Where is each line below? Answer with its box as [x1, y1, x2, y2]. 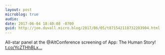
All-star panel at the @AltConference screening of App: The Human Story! [5, 39, 156, 45]
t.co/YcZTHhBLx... [5, 45, 42, 51]
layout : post [5, 7, 32, 12]
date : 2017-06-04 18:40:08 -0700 [5, 21, 74, 26]
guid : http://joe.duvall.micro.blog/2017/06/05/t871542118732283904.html [5, 26, 161, 31]
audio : [5, 16, 19, 21]
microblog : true [5, 12, 39, 17]
